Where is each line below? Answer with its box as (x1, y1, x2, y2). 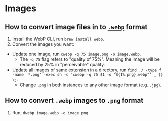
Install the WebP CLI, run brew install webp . (12, 36, 104, 42)
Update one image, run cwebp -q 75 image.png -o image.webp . (12, 51, 141, 57)
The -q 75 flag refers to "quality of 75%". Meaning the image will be (19, 56, 160, 62)
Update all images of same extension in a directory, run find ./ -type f (12, 67, 162, 73)
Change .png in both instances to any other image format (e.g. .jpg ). (19, 82, 162, 88)
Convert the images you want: (12, 41, 75, 47)
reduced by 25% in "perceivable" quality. (19, 62, 105, 67)
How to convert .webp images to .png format (5, 96, 144, 105)
